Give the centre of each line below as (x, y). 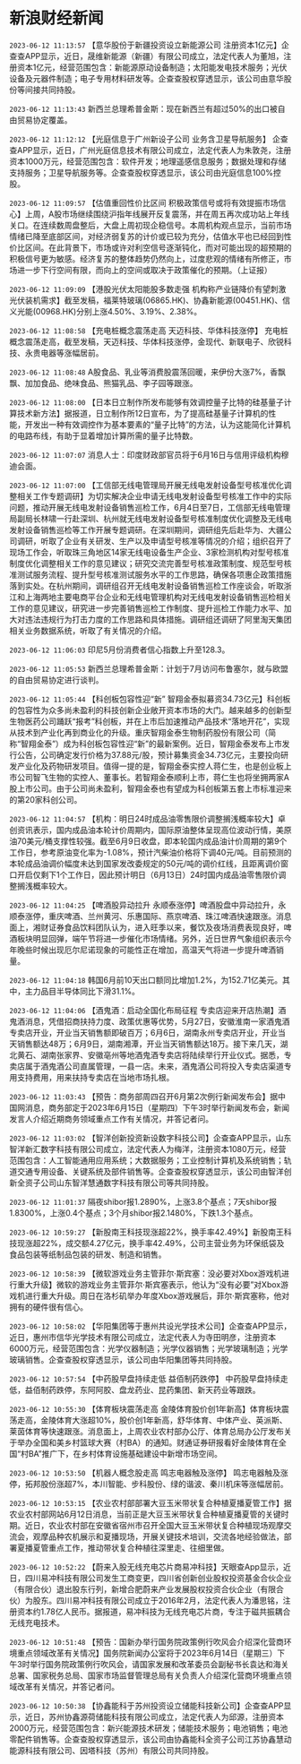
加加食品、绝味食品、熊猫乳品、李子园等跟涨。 (111, 383)
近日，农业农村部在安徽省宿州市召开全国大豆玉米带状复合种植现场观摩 (154, 1525)
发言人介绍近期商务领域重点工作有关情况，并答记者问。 (111, 1119)
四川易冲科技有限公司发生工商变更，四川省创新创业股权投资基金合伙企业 (158, 1578)
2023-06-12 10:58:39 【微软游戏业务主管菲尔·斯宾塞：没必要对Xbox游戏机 (146, 1273)
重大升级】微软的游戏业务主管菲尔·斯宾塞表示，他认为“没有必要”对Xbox (149, 1284)
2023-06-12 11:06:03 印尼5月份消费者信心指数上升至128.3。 (120, 650)
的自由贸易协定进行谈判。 (56, 680)
